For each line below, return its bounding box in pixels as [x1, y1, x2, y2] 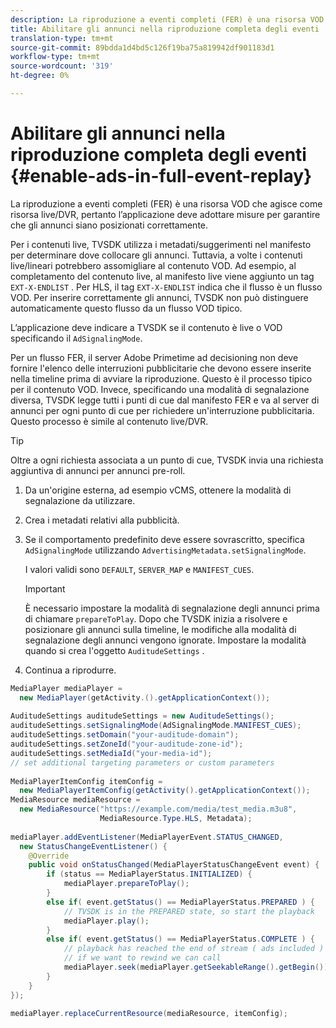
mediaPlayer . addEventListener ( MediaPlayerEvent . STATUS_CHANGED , [10, 832, 284, 842]
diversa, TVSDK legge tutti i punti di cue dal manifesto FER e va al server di [10, 394, 320, 406]
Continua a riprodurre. [24, 664, 117, 676]
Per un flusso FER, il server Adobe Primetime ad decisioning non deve [10, 351, 299, 363]
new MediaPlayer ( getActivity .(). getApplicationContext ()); [19, 692, 271, 703]
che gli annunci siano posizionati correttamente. [10, 219, 209, 231]
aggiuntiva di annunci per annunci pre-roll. [10, 464, 186, 476]
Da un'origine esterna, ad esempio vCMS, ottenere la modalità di [24, 484, 292, 496]
